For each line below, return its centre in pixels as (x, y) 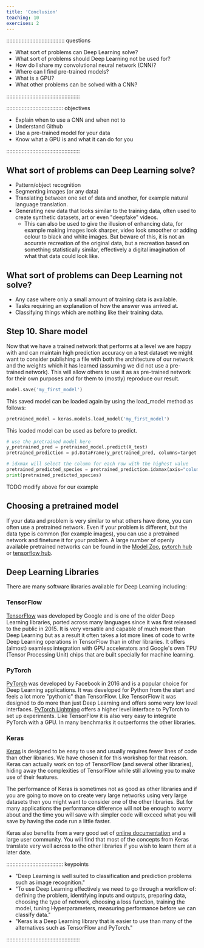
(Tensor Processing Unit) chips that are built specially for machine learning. (100, 654)
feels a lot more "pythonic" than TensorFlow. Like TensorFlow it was (91, 697)
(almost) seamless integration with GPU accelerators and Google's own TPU (102, 648)
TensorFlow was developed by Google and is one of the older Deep (90, 616)
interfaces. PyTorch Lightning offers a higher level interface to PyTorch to (98, 709)
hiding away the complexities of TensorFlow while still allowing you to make (101, 771)
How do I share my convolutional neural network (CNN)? (86, 65)
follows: (16, 408)
